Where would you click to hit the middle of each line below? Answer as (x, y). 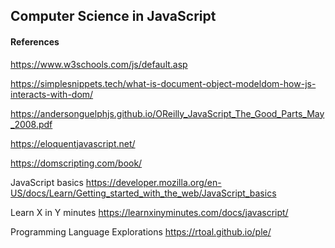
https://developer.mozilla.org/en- (153, 182)
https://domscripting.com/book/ (76, 163)
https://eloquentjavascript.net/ (73, 143)
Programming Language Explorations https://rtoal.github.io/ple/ (141, 231)
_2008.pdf (31, 124)
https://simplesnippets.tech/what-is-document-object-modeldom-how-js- (163, 83)
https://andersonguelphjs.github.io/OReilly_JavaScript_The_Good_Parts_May (167, 113)
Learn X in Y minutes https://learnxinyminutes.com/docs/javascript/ (149, 212)
